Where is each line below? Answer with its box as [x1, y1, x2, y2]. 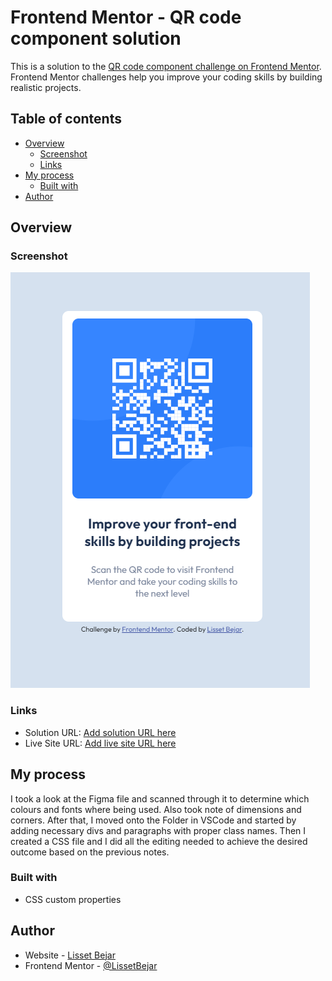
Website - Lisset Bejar [24, 949, 116, 961]
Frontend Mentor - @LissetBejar [24, 959, 158, 971]
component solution [10, 27, 182, 50]
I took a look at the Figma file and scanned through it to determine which [10, 792, 310, 805]
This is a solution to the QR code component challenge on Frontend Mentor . [10, 60, 322, 72]
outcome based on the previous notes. [10, 846, 170, 858]
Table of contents [10, 111, 122, 128]
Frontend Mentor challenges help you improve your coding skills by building [10, 71, 323, 83]
